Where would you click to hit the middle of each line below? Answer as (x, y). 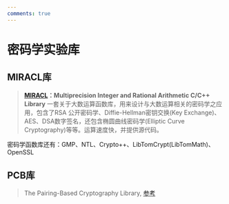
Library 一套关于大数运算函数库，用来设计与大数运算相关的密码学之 (120, 103)
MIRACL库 (29, 78)
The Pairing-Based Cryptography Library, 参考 (90, 193)
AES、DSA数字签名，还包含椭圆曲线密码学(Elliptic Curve (104, 121)
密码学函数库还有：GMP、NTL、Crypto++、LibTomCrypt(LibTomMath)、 (111, 144)
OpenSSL (21, 152)
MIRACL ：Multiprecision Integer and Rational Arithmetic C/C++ (117, 95)
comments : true (29, 13)
